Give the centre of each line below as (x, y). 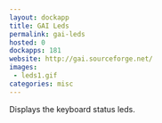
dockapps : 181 (36, 51)
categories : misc (41, 84)
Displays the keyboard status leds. (72, 109)
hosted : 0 (28, 42)
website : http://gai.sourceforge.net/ (81, 59)
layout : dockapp (39, 17)
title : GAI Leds (39, 26)
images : (24, 68)
